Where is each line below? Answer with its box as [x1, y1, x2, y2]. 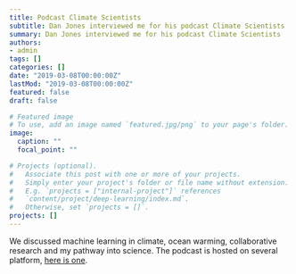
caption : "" [17, 137, 62, 146]
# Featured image [9, 112, 74, 121]
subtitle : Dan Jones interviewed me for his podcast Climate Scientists [9, 21, 285, 30]
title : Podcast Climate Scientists [9, 12, 142, 22]
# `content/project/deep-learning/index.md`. [9, 195, 190, 203]
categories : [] [9, 63, 66, 72]
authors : [9, 37, 42, 47]
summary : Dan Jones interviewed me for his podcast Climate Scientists [9, 29, 281, 38]
